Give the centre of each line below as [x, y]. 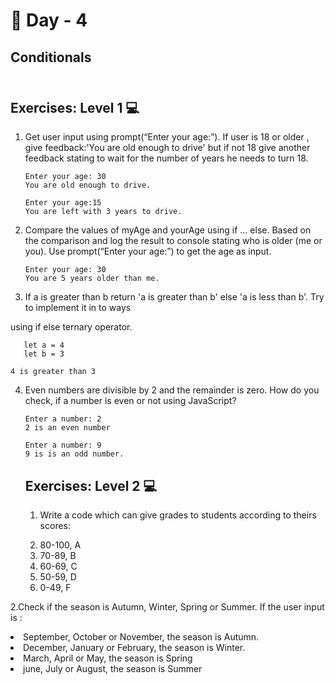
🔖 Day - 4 [49, 20]
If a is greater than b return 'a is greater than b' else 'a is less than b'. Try [174, 297]
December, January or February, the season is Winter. [134, 648]
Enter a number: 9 [63, 445]
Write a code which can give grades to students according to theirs [178, 515]
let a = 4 [44, 345]
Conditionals [51, 57]
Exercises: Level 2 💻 [91, 485]
